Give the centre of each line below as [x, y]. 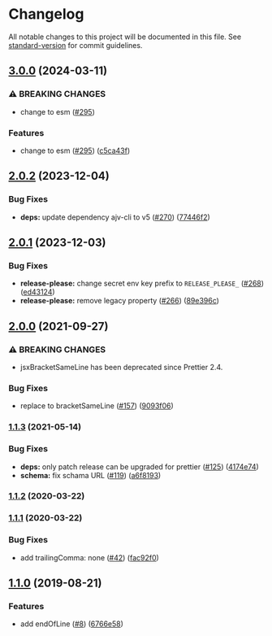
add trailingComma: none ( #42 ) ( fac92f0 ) [90, 557]
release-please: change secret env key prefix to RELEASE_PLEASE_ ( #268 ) [142, 283]
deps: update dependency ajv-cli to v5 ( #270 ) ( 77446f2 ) [115, 217]
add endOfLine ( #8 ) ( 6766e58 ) [72, 624]
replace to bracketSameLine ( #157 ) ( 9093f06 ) [97, 406]
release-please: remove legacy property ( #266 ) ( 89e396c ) [119, 301]
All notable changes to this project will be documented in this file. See [125, 37]
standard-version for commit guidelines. [76, 45]
